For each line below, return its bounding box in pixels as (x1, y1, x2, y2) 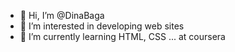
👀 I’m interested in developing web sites (19, 20, 185, 32)
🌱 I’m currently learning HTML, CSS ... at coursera (19, 31, 226, 42)
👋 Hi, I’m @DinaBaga (19, 10, 105, 21)
